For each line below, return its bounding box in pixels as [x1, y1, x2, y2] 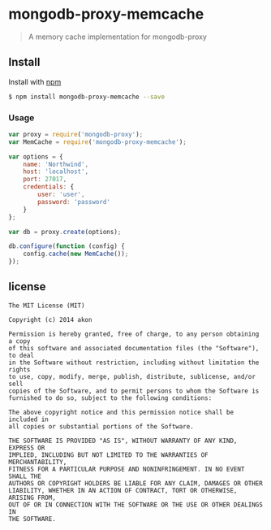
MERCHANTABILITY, [8, 458, 67, 466]
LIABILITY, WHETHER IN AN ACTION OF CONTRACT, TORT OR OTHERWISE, [8, 486, 238, 494]
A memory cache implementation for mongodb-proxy [28, 32, 207, 41]
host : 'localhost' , [23, 167, 89, 176]
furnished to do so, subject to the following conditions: [8, 393, 213, 402]
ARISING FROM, [8, 493, 57, 502]
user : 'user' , [37, 190, 85, 199]
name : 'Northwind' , [23, 160, 89, 168]
